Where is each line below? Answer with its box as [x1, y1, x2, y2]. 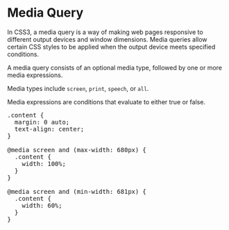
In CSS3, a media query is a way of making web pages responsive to [7, 28, 203, 36]
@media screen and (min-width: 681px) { [7, 188, 147, 195]
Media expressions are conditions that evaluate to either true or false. [7, 97, 206, 106]
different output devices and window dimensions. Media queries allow [7, 35, 207, 43]
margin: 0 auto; [14, 118, 70, 126]
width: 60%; [22, 202, 62, 209]
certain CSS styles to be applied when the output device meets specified [7, 42, 216, 51]
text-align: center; [14, 125, 85, 133]
